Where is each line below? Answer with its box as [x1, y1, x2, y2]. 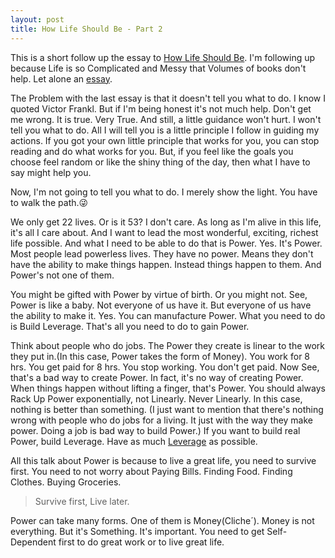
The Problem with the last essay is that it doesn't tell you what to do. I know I [10, 92, 326, 104]
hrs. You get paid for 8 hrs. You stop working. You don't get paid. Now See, [10, 361, 320, 373]
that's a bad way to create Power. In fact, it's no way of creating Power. [10, 371, 304, 383]
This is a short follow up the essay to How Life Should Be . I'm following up [10, 51, 316, 63]
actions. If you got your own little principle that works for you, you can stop [10, 134, 320, 146]
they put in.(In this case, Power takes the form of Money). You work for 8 [10, 350, 310, 362]
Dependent [10, 536, 57, 548]
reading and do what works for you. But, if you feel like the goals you [10, 145, 294, 157]
